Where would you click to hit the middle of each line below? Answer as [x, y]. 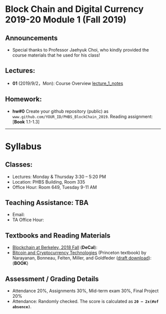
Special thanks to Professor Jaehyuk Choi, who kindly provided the [81, 50]
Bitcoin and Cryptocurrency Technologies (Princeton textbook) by [79, 253]
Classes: [19, 165]
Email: [19, 215]
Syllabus [23, 146]
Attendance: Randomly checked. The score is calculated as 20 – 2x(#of [85, 302]
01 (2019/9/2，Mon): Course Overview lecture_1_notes [68, 83]
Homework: [23, 99]
